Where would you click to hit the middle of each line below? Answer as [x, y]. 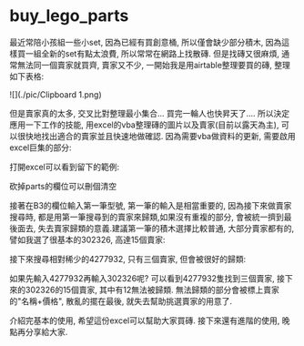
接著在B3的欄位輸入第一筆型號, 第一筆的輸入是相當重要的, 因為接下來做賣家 [151, 205]
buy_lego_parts [69, 16]
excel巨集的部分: [41, 148]
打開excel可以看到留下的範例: [65, 167]
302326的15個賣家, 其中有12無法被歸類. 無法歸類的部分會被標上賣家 [152, 290]
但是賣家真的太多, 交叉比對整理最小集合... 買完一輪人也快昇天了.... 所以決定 [150, 113]
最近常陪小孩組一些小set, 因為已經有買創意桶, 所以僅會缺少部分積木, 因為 [146, 42]
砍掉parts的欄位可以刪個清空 [63, 186]
